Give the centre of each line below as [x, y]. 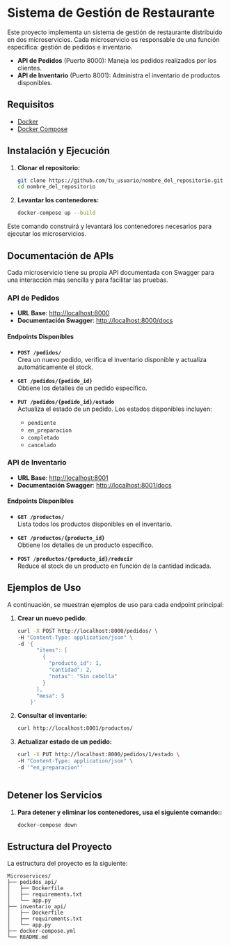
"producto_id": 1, [75, 663]
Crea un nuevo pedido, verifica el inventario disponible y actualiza [112, 359]
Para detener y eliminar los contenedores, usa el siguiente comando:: [120, 812]
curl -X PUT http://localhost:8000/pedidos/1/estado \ [98, 755]
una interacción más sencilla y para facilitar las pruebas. [88, 280]
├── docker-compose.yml [42, 931]
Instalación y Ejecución [58, 151]
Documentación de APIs [61, 256]
